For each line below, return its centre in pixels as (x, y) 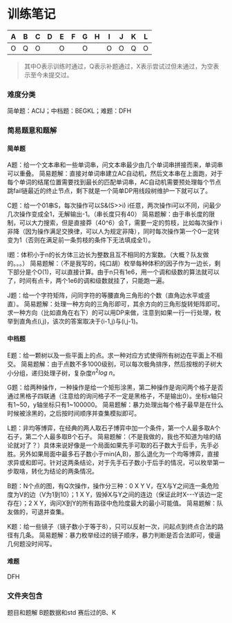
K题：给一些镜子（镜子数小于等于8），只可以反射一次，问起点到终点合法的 (113, 527)
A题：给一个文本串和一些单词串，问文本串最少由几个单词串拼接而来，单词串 (115, 165)
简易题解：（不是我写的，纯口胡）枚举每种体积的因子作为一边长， (122, 263)
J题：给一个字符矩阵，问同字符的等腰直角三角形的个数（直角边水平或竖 (109, 295)
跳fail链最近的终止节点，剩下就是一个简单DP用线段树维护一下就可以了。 (109, 191)
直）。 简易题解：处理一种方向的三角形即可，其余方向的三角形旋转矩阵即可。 (115, 304)
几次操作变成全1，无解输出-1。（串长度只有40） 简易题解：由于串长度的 (108, 214)
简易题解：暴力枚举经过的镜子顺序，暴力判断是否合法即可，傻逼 (130, 535)
